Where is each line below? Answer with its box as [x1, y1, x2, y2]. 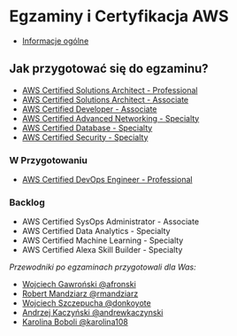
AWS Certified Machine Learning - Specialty [21, 235, 184, 246]
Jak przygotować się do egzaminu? [9, 61, 210, 76]
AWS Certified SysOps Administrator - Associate [21, 216, 200, 227]
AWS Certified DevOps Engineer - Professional [21, 175, 193, 185]
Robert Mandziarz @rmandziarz [21, 288, 139, 299]
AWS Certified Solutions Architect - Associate [21, 94, 189, 105]
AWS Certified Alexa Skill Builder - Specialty [21, 245, 183, 255]
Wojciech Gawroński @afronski [21, 279, 137, 290]
